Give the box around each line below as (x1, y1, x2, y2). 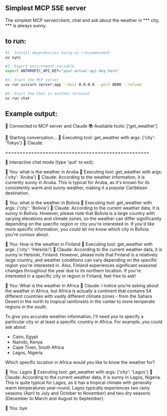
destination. (5, 190, 29, 196)
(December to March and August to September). (5, 396, 105, 402)
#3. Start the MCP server (5, 77, 59, 83)
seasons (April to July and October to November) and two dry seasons (5, 390, 151, 396)
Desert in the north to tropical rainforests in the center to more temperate (5, 299, 156, 305)
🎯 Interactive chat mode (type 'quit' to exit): (5, 159, 95, 165)
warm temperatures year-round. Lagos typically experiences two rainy (5, 385, 150, 391)
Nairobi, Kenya (12, 339, 43, 345)
